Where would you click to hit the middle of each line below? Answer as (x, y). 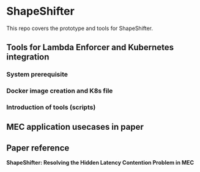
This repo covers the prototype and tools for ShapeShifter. (80, 28)
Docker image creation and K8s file (60, 91)
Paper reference (38, 148)
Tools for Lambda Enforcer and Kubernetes (90, 47)
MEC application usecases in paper (75, 127)
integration (28, 57)
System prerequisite (37, 75)
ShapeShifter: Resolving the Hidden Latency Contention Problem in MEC (100, 163)
